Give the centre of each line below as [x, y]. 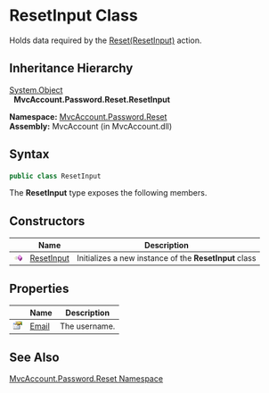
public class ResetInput [55, 176]
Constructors [47, 221]
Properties [39, 288]
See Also [34, 357]
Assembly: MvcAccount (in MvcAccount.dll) [91, 126]
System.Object [36, 89]
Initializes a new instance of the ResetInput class [167, 258]
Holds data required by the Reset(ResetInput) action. [106, 40]
